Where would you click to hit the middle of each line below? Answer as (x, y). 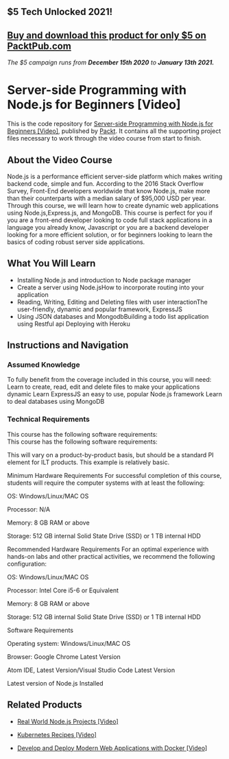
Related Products (45, 705)
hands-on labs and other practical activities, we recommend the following (111, 556)
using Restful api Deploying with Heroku (73, 324)
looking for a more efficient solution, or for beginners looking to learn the (110, 234)
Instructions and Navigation (68, 345)
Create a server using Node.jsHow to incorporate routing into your (110, 287)
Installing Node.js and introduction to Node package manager (104, 280)
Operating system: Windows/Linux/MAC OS (69, 643)
